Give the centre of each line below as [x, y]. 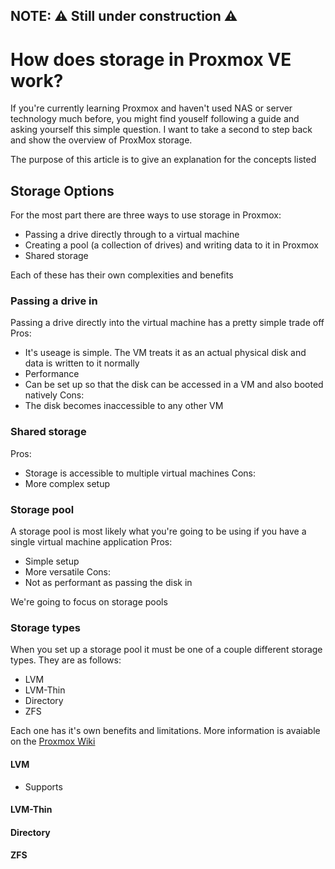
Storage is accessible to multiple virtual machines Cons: [140, 473]
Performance [52, 374]
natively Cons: [54, 395]
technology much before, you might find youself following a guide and [155, 119]
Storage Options [62, 190]
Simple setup [52, 561]
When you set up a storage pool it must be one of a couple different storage [166, 650]
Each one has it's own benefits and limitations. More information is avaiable [165, 731]
